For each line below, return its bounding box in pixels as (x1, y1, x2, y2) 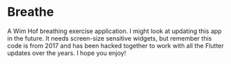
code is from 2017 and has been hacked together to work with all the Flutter (7, 41, 224, 50)
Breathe (7, 4, 54, 20)
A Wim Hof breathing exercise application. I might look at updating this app (7, 27, 222, 35)
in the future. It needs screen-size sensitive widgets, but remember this (7, 34, 212, 42)
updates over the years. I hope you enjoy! (7, 49, 127, 57)
